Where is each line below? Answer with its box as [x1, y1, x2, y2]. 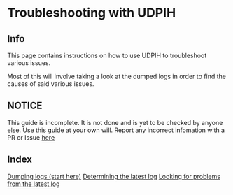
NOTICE [7, 100, 43, 112]
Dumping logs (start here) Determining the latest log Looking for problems [7, 172, 220, 180]
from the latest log [7, 180, 60, 188]
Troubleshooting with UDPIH [7, 5, 176, 21]
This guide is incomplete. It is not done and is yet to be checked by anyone [7, 118, 223, 127]
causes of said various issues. [7, 80, 94, 88]
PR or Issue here [7, 133, 55, 141]
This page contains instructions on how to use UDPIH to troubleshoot [7, 51, 207, 59]
